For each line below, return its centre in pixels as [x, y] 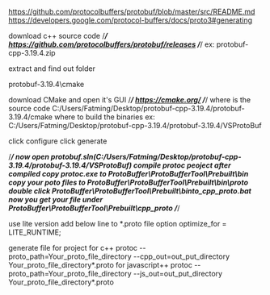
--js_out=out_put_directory [178, 274]
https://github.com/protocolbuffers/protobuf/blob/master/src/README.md [132, 12]
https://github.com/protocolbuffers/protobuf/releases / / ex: [112, 44]
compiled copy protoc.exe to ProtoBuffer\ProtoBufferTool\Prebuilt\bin [129, 174]
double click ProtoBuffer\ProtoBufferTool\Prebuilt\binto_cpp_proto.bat [130, 191]
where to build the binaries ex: [104, 117]
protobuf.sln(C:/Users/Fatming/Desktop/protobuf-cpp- [146, 157]
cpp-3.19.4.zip [32, 53]
